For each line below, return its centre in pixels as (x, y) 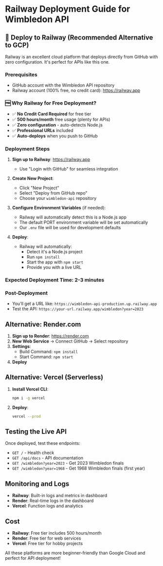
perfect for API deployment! (33, 558)
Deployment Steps (27, 149)
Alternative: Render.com (43, 324)
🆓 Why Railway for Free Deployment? (51, 103)
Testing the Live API (36, 431)
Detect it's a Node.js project (54, 251)
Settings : (21, 346)
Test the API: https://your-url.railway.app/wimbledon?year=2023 (78, 309)
